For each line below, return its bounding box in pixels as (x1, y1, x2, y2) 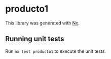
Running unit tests (5, 35, 64, 43)
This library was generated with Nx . (5, 20, 80, 26)
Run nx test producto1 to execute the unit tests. (5, 48, 106, 54)
